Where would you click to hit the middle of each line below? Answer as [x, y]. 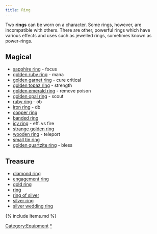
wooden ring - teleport [36, 134]
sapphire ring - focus [35, 69]
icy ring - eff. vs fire [33, 124]
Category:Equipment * [29, 226]
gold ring [22, 184]
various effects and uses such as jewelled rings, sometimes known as [78, 35]
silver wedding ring [33, 206]
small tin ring [26, 140]
